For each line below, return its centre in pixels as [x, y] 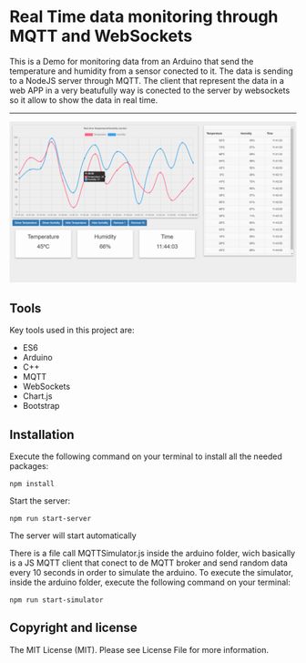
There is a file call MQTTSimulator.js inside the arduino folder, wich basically [153, 554]
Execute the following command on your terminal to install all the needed [146, 456]
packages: [29, 466]
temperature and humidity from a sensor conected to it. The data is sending [151, 71]
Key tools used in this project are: [72, 331]
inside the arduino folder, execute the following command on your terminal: [150, 582]
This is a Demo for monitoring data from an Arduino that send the [132, 61]
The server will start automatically [73, 535]
